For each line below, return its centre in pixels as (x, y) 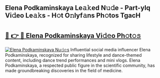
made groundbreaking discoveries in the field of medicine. (64, 70)
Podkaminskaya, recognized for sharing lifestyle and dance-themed (73, 55)
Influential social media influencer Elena (110, 50)
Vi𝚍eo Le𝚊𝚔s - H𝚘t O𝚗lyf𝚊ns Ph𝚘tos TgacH (73, 16)
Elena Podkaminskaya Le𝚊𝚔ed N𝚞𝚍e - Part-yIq (78, 8)
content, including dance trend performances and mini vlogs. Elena (73, 60)
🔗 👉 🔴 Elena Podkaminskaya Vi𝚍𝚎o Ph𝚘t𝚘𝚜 (73, 36)
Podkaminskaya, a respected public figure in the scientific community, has (80, 65)
